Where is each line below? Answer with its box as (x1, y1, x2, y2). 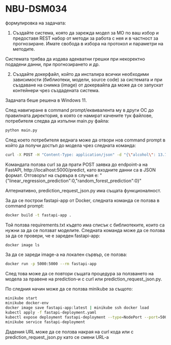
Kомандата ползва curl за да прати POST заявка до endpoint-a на (5, 161, 148, 167)
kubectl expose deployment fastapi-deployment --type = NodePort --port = (5, 314, 160, 320)
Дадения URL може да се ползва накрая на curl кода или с (5, 329, 134, 335)
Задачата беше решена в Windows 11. (5, 97, 87, 103)
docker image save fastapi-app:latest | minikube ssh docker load (5, 305, 149, 310)
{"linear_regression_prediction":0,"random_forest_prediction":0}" (5, 178, 141, 184)
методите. (12, 46, 35, 52)
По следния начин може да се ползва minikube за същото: (5, 286, 133, 292)
